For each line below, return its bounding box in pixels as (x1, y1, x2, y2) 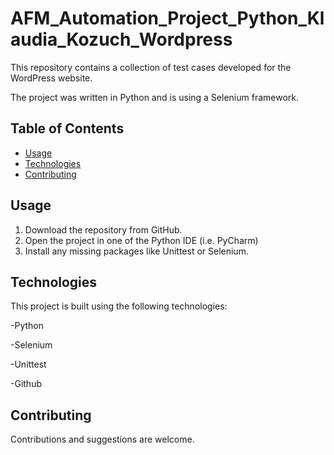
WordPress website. (10, 72, 93, 84)
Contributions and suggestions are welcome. (10, 433, 195, 446)
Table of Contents (10, 120, 125, 137)
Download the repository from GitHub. (24, 223, 183, 236)
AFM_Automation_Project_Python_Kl (10, 7, 325, 30)
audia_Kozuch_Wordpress (10, 28, 233, 51)
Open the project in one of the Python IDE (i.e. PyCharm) (24, 234, 259, 246)
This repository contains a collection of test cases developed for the (10, 61, 292, 73)
